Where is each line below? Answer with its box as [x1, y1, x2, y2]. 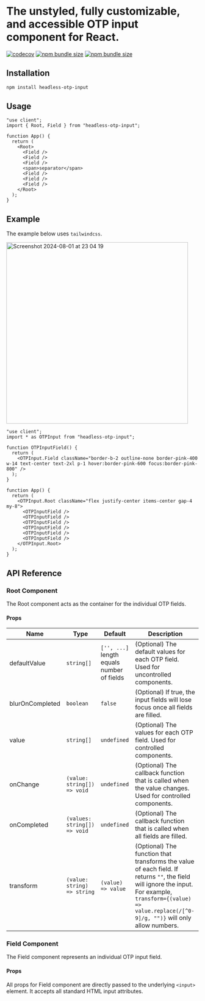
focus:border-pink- [148, 461, 198, 467]
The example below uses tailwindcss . [6, 230, 103, 237]
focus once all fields [135, 703, 193, 712]
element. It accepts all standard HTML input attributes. [6, 987, 143, 995]
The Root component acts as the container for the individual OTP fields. [6, 600, 186, 608]
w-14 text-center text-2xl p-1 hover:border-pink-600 [6, 461, 146, 467]
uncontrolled [135, 670, 172, 679]
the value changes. [135, 784, 190, 792]
